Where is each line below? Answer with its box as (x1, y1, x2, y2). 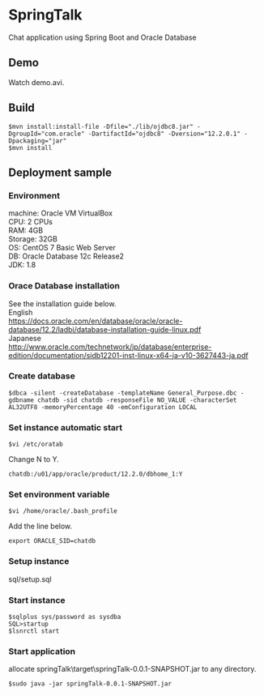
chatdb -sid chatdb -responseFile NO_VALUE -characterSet (37, 395, 237, 404)
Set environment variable (8, 489, 110, 500)
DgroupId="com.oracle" (8, 130, 85, 138)
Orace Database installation (8, 280, 120, 292)
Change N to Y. (8, 455, 59, 464)
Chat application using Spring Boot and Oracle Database (8, 32, 197, 42)
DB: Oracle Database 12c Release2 (8, 251, 124, 261)
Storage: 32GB (8, 234, 58, 244)
